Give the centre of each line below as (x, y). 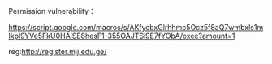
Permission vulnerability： (52, 11)
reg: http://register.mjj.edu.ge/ (58, 51)
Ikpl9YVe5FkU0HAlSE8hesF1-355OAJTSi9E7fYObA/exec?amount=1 (122, 36)
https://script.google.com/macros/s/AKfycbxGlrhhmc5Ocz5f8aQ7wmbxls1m (136, 27)
